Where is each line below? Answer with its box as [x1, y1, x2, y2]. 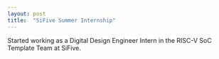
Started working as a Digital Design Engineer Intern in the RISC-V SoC [7, 36, 212, 44]
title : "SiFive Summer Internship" [7, 17, 116, 24]
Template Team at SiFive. [7, 44, 82, 52]
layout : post [7, 10, 46, 18]
